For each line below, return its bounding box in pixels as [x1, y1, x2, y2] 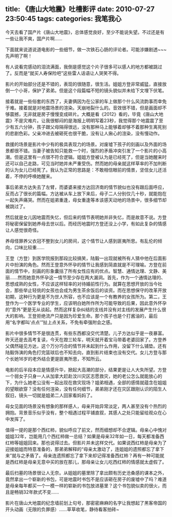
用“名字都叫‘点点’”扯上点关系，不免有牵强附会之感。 [5, 319, 115, 325]
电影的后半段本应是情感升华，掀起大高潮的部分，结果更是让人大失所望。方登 [5, 366, 167, 373]
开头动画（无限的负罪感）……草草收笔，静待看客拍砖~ [5, 506, 119, 512]
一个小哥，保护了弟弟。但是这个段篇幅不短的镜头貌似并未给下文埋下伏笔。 [9, 87, 167, 93]
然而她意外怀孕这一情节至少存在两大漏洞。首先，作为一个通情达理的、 [17, 274, 166, 280]
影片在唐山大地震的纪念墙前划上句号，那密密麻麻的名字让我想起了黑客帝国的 [5, 500, 167, 506]
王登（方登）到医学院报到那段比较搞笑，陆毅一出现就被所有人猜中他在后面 [5, 255, 162, 261]
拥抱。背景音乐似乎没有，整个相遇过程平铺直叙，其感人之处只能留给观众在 [5, 409, 162, 416]
